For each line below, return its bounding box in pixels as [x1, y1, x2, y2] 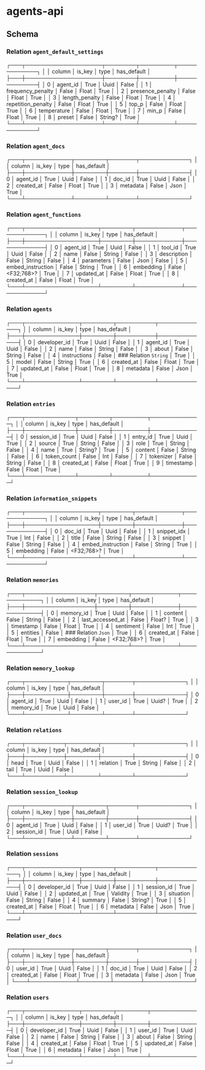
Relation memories [6, 576, 59, 584]
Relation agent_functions [6, 210, 82, 219]
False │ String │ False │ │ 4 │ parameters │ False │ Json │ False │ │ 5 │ [6, 257, 188, 264]
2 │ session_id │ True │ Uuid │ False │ [6, 828, 104, 835]
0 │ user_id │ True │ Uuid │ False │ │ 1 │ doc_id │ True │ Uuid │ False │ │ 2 [6, 965, 198, 972]
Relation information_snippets [6, 494, 98, 502]
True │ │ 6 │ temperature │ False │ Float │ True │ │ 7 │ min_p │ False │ [6, 106, 187, 114]
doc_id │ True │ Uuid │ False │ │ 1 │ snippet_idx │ [64, 527, 191, 535]
